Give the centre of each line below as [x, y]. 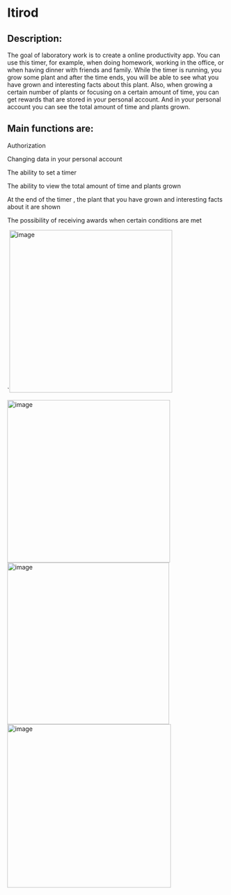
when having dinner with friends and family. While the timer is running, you [114, 70]
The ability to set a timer [42, 172]
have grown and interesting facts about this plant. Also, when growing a [110, 84]
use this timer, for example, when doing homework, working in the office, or [115, 63]
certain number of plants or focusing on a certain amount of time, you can [113, 92]
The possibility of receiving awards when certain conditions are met [104, 220]
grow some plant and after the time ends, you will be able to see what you [113, 77]
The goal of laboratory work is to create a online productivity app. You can [114, 55]
